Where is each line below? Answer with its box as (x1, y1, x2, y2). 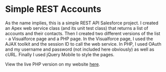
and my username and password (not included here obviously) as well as (5, 46, 155, 52)
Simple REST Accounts (5, 3, 102, 15)
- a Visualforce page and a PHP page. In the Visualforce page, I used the (5, 36, 154, 42)
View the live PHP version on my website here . (5, 61, 100, 67)
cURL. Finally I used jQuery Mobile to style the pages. (5, 51, 115, 58)
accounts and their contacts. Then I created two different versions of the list (5, 30, 161, 36)
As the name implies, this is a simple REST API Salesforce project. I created (5, 20, 159, 26)
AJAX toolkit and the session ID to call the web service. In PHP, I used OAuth (5, 41, 162, 47)
